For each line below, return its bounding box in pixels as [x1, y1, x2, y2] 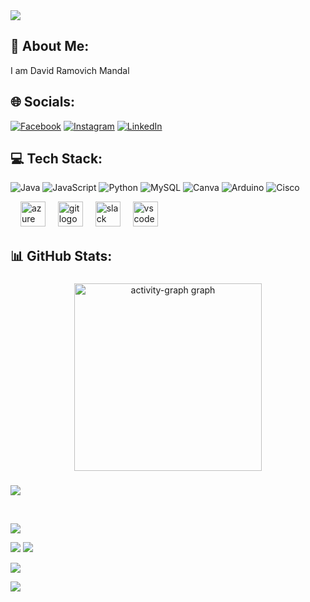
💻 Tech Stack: [10, 150, 103, 168]
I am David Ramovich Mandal [10, 64, 130, 76]
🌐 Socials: [10, 94, 76, 111]
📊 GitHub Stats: [10, 247, 113, 264]
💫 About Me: [10, 38, 90, 55]
